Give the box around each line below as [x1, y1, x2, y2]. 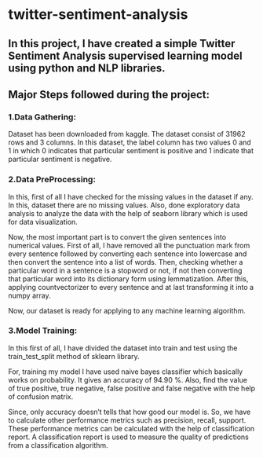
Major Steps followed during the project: [8, 88, 210, 101]
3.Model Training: [8, 325, 78, 336]
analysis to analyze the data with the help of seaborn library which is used [8, 208, 248, 218]
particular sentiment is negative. [8, 155, 112, 164]
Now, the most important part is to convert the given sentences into [8, 232, 226, 241]
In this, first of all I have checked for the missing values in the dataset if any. [8, 192, 254, 201]
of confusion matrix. [8, 391, 74, 401]
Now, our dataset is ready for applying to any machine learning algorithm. [8, 306, 246, 315]
